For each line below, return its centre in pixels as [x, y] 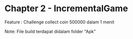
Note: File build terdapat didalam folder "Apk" [50, 31]
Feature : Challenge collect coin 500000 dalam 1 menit [59, 22]
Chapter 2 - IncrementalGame [66, 9]
